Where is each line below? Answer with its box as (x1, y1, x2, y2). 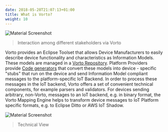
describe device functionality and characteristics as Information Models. (5, 55, 154, 61)
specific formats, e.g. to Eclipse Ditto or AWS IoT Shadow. (5, 103, 124, 109)
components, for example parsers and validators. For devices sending (5, 87, 149, 93)
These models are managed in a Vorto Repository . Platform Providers (5, 60, 147, 66)
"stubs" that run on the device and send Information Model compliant (5, 71, 148, 77)
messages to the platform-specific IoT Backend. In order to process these (5, 76, 157, 82)
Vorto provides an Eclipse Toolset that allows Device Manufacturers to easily (5, 49, 163, 55)
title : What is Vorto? (5, 12, 52, 17)
